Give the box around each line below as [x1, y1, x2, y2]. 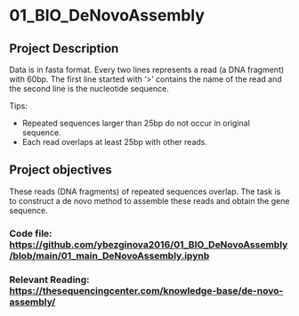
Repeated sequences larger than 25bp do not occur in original [21, 117, 251, 128]
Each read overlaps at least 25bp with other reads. [21, 137, 207, 147]
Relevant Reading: [9, 273, 91, 286]
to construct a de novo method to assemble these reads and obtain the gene [9, 195, 290, 206]
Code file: [9, 227, 53, 239]
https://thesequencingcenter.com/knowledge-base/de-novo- [9, 284, 284, 296]
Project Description [9, 41, 119, 56]
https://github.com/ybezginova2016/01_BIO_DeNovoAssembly [9, 238, 288, 250]
